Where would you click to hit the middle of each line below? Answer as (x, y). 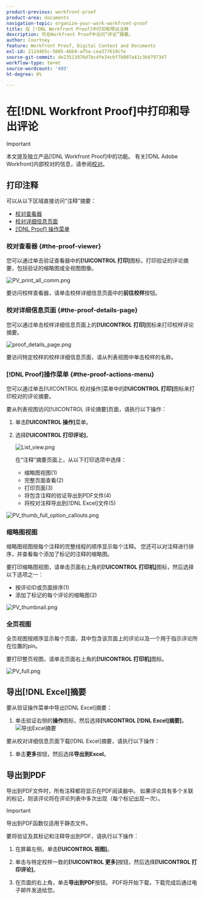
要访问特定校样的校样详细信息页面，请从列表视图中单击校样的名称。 (91, 357)
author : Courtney (28, 40)
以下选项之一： (25, 575)
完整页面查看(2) (44, 480)
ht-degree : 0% (24, 74)
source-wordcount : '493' (38, 68)
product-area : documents (38, 18)
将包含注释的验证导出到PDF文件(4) (68, 495)
